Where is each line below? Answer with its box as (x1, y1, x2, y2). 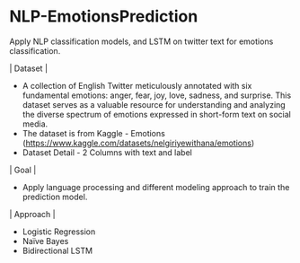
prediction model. (22, 191, 88, 202)
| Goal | (9, 164, 37, 175)
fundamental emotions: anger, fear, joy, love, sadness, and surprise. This (22, 90, 292, 101)
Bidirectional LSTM (22, 245, 93, 256)
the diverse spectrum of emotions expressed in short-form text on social (22, 109, 292, 119)
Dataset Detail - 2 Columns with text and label (22, 146, 193, 158)
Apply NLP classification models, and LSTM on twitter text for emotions (9, 36, 274, 47)
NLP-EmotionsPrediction (9, 6, 199, 27)
